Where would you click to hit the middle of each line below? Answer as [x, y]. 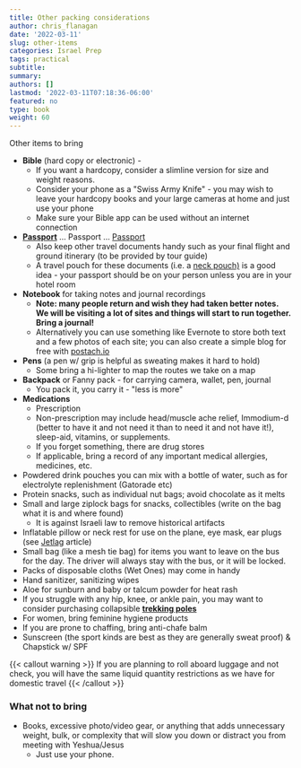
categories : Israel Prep [56, 51]
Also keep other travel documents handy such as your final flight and [163, 247]
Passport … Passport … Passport [84, 237]
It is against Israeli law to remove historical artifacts [130, 523]
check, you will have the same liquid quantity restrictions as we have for [142, 674]
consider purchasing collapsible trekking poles [109, 609]
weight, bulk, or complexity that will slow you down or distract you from [154, 736]
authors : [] [31, 84]
